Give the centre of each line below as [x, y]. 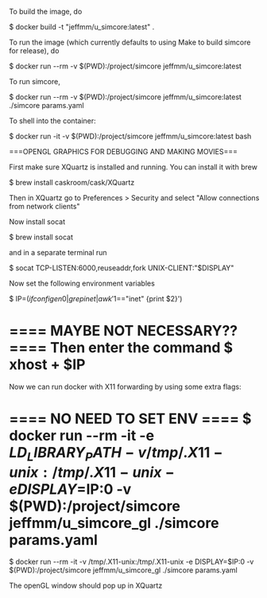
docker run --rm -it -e [81, 436]
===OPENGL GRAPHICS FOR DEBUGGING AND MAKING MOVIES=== [123, 151]
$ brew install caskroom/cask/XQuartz [72, 183]
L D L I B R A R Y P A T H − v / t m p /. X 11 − [116, 454]
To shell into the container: [52, 121]
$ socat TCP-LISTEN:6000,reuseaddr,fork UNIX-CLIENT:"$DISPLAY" [122, 268]
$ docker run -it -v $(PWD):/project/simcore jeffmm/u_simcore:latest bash [130, 136]
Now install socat [37, 221]
